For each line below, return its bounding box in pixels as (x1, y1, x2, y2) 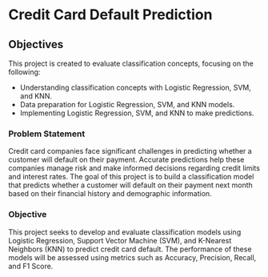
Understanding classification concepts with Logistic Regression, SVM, (19, 82, 252, 92)
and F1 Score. (8, 261, 54, 271)
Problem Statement (8, 128, 86, 139)
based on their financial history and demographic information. (8, 189, 212, 199)
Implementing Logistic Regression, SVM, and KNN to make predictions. (19, 108, 254, 118)
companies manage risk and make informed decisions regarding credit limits (8, 163, 260, 173)
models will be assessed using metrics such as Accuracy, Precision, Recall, (8, 252, 257, 262)
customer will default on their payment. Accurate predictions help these (8, 155, 245, 165)
